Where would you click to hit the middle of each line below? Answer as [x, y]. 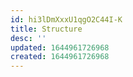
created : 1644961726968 [60, 57]
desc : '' [28, 38]
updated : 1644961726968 [60, 47]
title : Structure [46, 29]
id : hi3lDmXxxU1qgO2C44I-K [66, 19]
